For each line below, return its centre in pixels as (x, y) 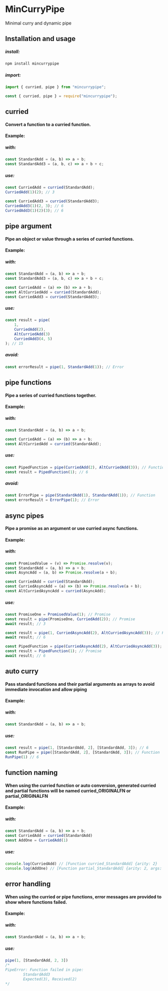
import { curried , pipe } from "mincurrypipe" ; (56, 87)
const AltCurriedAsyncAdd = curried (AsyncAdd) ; (56, 591)
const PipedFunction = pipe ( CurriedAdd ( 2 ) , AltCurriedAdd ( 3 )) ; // (76, 467)
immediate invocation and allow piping (46, 689)
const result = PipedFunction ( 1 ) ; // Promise (53, 651)
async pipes (24, 516)
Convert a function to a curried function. (48, 124)
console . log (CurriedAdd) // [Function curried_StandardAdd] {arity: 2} (81, 864)
